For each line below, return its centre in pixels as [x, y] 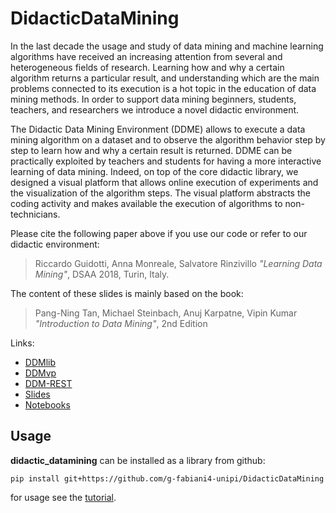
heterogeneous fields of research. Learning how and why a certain [147, 67]
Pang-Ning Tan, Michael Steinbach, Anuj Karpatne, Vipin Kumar [166, 313]
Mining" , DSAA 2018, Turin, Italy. [102, 274]
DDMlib [40, 362]
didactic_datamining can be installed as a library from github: [138, 460]
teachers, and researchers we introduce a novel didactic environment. [155, 109]
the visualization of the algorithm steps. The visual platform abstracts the [160, 193]
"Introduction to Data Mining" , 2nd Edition [121, 323]
